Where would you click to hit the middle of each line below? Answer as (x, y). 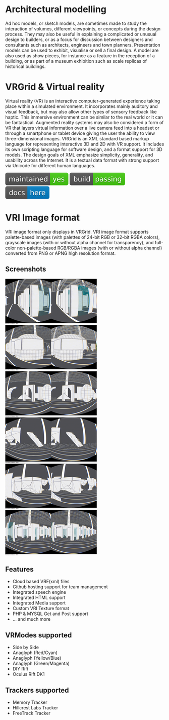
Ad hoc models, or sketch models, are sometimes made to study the (76, 23)
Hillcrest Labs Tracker (35, 708)
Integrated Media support (39, 603)
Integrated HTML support (39, 598)
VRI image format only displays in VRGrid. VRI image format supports (77, 232)
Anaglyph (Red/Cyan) (35, 653)
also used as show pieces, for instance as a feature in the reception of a (80, 55)
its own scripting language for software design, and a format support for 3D (84, 149)
